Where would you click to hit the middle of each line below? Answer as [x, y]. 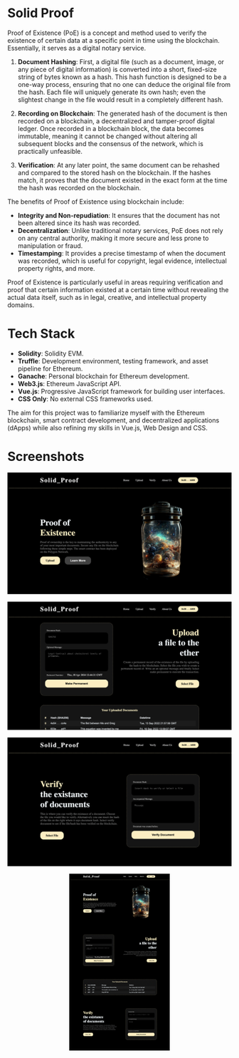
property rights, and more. [56, 268]
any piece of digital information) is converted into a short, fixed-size [117, 69]
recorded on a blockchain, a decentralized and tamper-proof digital [116, 121]
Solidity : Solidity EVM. [51, 353]
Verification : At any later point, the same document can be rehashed [119, 165]
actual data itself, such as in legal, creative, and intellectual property [107, 297]
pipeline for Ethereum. [50, 368]
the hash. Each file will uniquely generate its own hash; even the [112, 92]
